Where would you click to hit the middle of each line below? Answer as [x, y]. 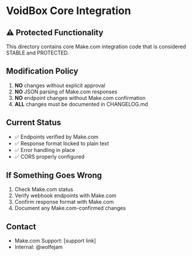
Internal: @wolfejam [39, 247]
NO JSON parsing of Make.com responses [66, 92]
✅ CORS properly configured [49, 156]
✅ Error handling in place [45, 150]
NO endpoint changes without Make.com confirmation [80, 97]
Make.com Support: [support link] [55, 241]
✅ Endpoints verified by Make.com [56, 137]
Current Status [34, 122]
